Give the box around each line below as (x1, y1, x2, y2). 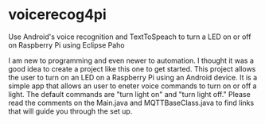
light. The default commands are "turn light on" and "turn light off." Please (8, 89, 251, 99)
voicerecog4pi (8, 6, 107, 24)
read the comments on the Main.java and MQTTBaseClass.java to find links (8, 98, 255, 107)
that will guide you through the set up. (8, 106, 133, 116)
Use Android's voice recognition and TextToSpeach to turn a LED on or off (8, 32, 251, 41)
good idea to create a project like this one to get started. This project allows (8, 64, 256, 73)
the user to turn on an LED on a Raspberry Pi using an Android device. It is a (8, 72, 258, 82)
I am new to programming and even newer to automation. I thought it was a (8, 56, 255, 65)
